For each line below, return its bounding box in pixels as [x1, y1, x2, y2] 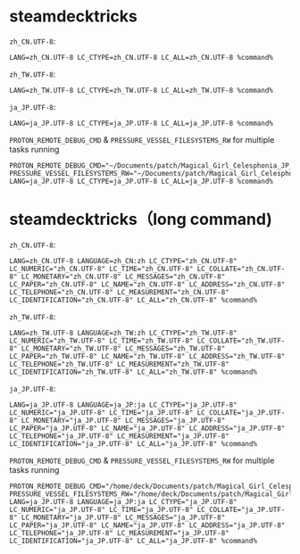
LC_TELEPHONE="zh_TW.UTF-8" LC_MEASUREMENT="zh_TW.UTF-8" [9, 360, 229, 368]
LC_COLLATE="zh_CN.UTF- [196, 264, 286, 273]
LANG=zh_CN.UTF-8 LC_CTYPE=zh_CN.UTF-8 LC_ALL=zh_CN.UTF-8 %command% [9, 53, 274, 62]
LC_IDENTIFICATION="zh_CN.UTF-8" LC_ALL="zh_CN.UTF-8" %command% [9, 295, 257, 304]
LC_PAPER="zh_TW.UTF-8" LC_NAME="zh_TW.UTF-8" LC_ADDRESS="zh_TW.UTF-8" [9, 351, 286, 360]
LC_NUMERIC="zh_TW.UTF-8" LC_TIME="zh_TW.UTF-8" [9, 336, 194, 345]
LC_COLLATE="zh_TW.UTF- [196, 336, 286, 345]
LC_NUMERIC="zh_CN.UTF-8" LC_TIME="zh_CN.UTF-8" [9, 264, 194, 273]
